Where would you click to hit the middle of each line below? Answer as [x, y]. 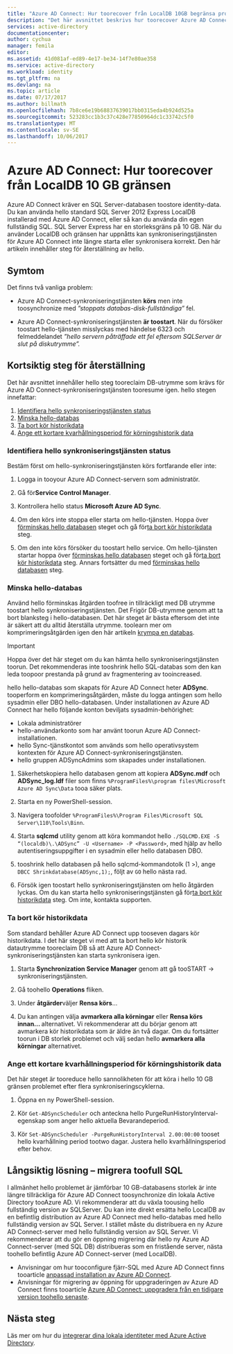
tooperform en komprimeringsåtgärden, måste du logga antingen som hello [114, 695]
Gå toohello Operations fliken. [60, 989]
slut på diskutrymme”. [49, 344]
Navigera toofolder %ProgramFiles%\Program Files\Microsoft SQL [110, 815]
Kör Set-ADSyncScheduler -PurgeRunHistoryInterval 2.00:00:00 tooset [118, 1134]
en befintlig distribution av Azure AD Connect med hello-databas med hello [114, 1217]
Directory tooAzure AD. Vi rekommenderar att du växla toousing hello [106, 1202]
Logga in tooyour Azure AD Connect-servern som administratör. [109, 479]
